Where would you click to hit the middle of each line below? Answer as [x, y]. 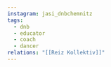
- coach [25, 40]
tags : [15, 20]
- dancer [26, 46]
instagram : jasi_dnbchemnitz [50, 14]
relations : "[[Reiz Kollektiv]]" [56, 53]
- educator [30, 33]
